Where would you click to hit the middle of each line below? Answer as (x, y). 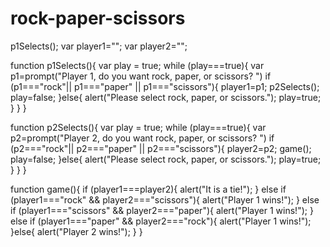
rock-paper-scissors (98, 18)
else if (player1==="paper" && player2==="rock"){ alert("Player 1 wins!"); (161, 221)
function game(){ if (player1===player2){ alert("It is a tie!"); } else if (148, 189)
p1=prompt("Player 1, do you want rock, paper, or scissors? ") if (141, 76)
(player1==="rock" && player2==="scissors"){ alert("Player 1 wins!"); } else (165, 199)
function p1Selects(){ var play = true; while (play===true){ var (137, 65)
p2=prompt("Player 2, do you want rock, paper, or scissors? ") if (142, 138)
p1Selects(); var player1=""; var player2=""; (99, 46)
